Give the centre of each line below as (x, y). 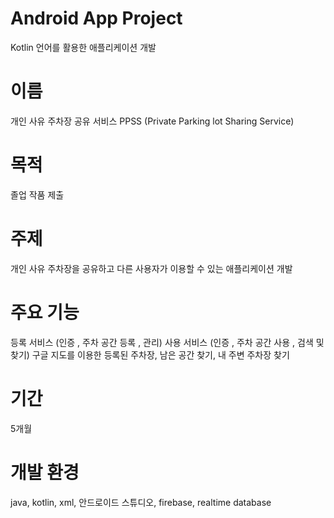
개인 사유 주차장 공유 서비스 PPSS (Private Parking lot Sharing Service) (152, 121)
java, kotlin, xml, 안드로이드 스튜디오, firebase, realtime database (141, 502)
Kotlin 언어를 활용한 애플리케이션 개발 (83, 47)
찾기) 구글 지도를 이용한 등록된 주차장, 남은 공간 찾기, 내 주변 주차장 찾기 (150, 354)
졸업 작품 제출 (37, 194)
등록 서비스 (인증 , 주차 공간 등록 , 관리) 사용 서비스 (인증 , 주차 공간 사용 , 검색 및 (167, 342)
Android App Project (96, 18)
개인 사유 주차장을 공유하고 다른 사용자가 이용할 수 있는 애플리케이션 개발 (151, 268)
